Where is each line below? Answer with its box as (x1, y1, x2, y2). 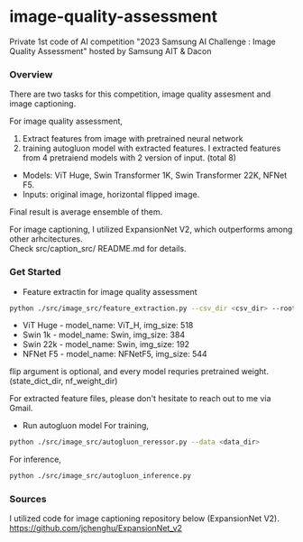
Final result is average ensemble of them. (9, 207, 163, 217)
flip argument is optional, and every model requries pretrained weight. (9, 366, 269, 377)
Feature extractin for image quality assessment (22, 286, 197, 297)
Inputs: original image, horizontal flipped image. (22, 189, 200, 200)
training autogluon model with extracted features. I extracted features (22, 142, 281, 154)
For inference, (9, 454, 61, 465)
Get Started (9, 266, 61, 279)
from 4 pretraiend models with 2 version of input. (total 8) (22, 152, 237, 163)
